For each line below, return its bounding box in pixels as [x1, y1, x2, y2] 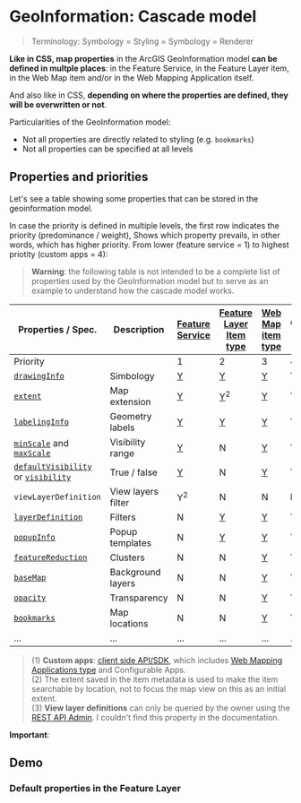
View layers [109, 485, 159, 497]
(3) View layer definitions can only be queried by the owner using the [30, 702, 291, 713]
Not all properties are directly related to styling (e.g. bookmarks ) [21, 134, 254, 144]
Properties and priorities [9, 169, 149, 185]
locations [109, 617, 149, 629]
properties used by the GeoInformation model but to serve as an [30, 275, 269, 286]
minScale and [13, 436, 70, 449]
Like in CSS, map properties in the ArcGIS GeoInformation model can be [9, 53, 278, 64]
